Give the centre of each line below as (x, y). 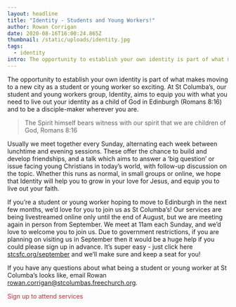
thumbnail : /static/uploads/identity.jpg (69, 40)
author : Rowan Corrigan (42, 27)
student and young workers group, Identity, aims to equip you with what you (118, 94)
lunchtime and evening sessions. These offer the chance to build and (107, 151)
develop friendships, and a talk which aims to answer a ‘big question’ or (111, 158)
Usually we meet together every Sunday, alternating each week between (112, 144)
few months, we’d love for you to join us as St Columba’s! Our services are (114, 209)
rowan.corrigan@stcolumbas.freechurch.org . (73, 282)
